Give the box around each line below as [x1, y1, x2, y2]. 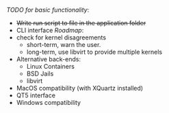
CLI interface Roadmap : [16, 27, 84, 34]
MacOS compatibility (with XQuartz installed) [16, 84, 144, 92]
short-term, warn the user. [26, 41, 101, 48]
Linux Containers [26, 63, 75, 70]
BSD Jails [26, 69, 54, 78]
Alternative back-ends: [16, 55, 81, 63]
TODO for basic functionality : [6, 6, 90, 14]
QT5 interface [16, 91, 56, 99]
